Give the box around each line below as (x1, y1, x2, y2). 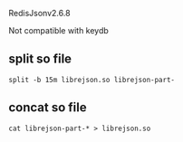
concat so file (8, 99, 87, 116)
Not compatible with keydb (8, 25, 110, 35)
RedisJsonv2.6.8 (8, 8, 71, 18)
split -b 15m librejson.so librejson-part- (8, 75, 176, 84)
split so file (8, 52, 72, 67)
